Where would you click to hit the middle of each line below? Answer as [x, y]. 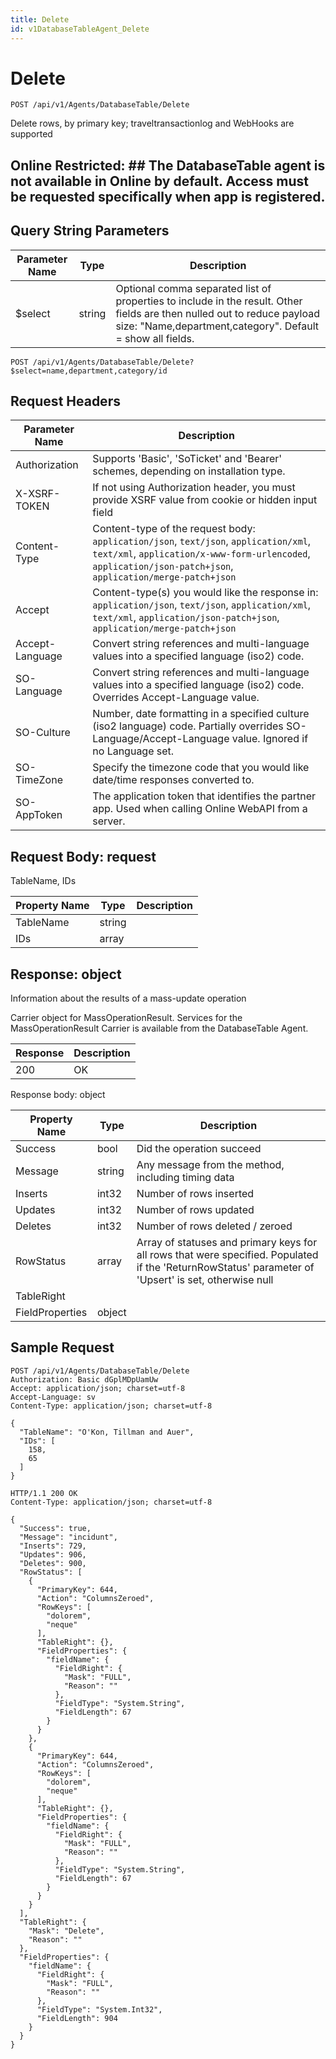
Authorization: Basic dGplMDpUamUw [84, 1379]
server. [109, 821]
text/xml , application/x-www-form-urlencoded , [201, 554]
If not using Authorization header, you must [194, 488]
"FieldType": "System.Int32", [99, 2009]
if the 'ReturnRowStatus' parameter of [225, 1268]
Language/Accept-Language [161, 739]
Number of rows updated [195, 1210]
